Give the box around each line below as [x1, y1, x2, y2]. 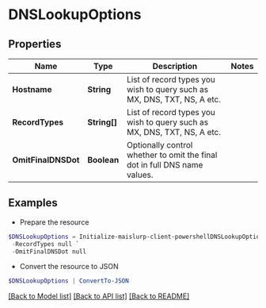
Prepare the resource [19, 217, 89, 227]
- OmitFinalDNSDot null [11, 248, 87, 256]
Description [152, 61, 198, 71]
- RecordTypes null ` [11, 240, 80, 248]
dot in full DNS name [126, 160, 203, 170]
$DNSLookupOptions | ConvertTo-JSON [8, 277, 129, 285]
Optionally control [126, 140, 193, 150]
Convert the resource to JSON [19, 262, 119, 271]
